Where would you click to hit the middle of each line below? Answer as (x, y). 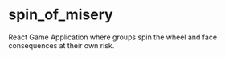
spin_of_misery (61, 15)
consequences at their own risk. (61, 45)
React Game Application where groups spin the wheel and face (113, 37)
